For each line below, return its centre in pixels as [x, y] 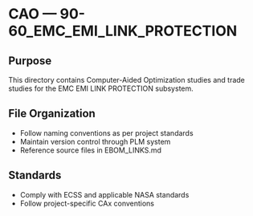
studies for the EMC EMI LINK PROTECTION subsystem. [101, 88]
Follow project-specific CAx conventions [87, 203]
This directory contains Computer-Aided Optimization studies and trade [126, 80]
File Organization [52, 114]
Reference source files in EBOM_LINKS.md [91, 150]
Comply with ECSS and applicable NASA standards [104, 194]
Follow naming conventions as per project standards [107, 132]
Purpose [30, 61]
